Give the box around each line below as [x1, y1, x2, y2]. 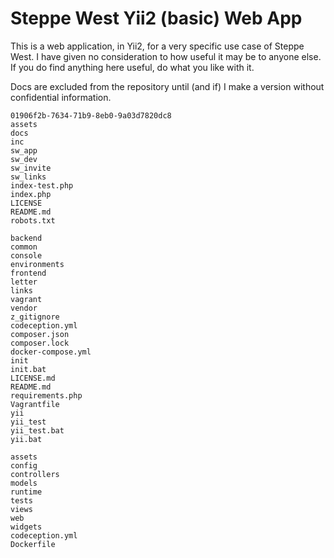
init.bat [10, 364, 47, 374]
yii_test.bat [10, 425, 65, 436]
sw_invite [10, 163, 52, 173]
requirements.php [10, 390, 83, 401]
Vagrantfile [10, 399, 60, 409]
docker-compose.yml [10, 347, 92, 357]
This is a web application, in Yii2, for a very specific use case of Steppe [10, 40, 305, 52]
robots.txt [10, 215, 56, 226]
